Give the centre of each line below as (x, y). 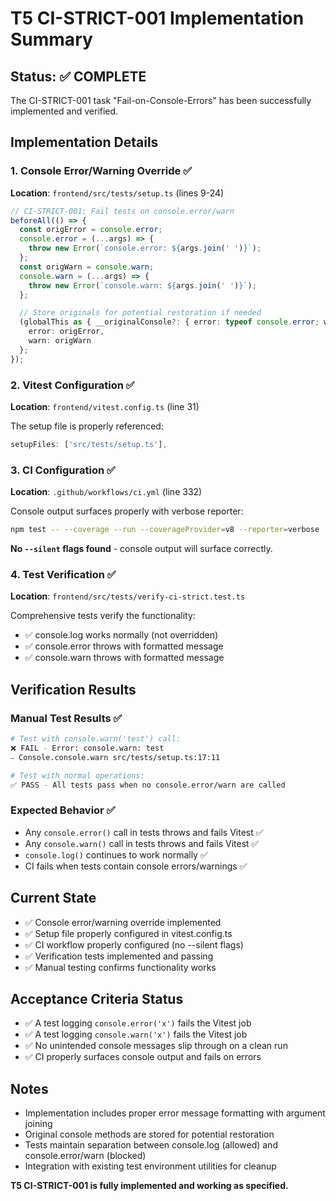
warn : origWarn (60, 341)
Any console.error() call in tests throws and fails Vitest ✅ (144, 832)
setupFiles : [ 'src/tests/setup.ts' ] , (89, 444)
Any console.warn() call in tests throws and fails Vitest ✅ (142, 843)
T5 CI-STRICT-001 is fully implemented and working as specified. (149, 1186)
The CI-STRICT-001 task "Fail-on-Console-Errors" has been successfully (161, 100)
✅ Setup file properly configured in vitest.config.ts (128, 933)
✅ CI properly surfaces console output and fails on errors (143, 1057)
